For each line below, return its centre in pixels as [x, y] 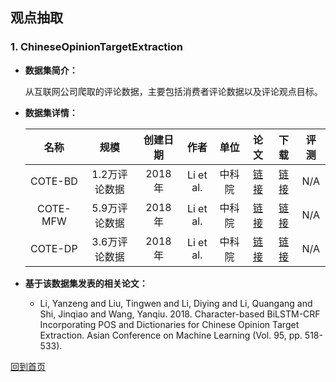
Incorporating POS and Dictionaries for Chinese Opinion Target [169, 324]
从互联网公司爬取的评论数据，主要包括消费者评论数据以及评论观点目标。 [173, 91]
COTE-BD [53, 181]
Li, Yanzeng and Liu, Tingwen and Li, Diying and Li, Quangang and [176, 303]
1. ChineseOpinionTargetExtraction [96, 47]
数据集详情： [51, 112]
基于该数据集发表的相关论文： [86, 283]
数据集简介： [51, 70]
